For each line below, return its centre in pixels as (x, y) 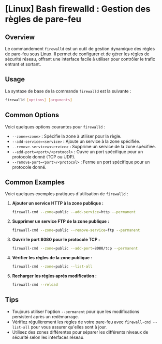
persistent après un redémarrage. (45, 316)
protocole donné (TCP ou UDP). (44, 156)
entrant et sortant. (23, 64)
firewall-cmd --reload (35, 284)
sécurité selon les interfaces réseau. (48, 337)
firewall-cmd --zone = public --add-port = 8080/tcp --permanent (75, 249)
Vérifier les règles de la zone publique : (52, 257)
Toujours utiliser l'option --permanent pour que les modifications (75, 312)
